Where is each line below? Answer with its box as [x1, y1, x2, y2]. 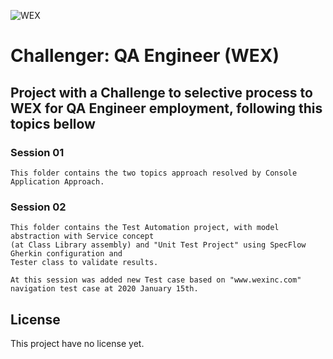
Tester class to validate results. [10, 258, 159, 268]
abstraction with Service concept [10, 231, 155, 242]
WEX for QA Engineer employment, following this [10, 100, 323, 117]
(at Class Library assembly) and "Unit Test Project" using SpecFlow [10, 240, 307, 250]
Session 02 [10, 200, 67, 214]
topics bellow [10, 115, 96, 132]
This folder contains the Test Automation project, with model [10, 223, 280, 233]
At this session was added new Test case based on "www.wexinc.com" [10, 275, 302, 285]
